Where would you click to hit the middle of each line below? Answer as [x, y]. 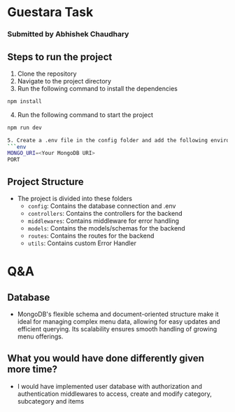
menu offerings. [40, 336]
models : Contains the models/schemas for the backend [106, 228]
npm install [24, 101]
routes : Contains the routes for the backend [91, 235]
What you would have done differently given [106, 358]
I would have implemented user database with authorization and [110, 386]
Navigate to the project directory [64, 81]
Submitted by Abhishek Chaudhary [68, 34]
